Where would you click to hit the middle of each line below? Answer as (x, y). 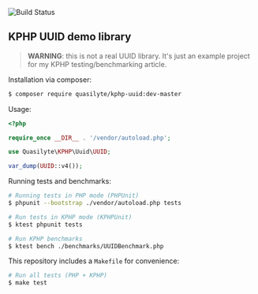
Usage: (20, 109)
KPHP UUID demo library (70, 37)
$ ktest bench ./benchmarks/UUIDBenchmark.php (86, 246)
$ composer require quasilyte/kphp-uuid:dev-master (95, 94)
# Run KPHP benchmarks (45, 239)
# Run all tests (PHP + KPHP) (58, 276)
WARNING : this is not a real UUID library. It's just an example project (138, 56)
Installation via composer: (50, 80)
